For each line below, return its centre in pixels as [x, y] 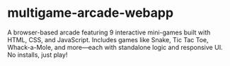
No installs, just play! [38, 55]
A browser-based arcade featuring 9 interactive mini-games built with [109, 32]
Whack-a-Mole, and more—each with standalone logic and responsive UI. [115, 47]
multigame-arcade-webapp [91, 13]
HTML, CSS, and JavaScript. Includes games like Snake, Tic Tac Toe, [108, 39]
